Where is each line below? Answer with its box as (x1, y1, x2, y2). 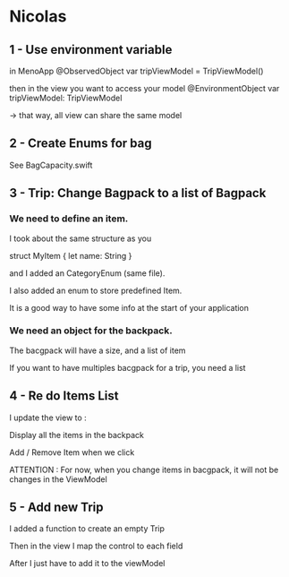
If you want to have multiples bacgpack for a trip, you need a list (9, 362, 246, 373)
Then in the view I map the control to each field (9, 540, 183, 552)
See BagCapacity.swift (9, 159, 93, 170)
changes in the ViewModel (9, 473, 107, 485)
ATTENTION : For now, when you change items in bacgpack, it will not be (9, 464, 279, 475)
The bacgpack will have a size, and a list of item (9, 345, 186, 356)
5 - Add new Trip (9, 500, 104, 514)
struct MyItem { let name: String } (9, 250, 132, 261)
